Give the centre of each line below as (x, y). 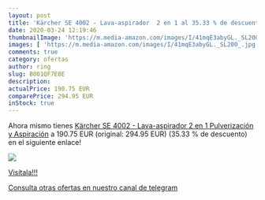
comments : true (33, 52)
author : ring (30, 67)
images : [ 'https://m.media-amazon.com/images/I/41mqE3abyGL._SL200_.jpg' (134, 45)
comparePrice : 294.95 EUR (50, 96)
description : (30, 81)
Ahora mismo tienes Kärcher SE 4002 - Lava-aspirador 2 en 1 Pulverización (131, 126)
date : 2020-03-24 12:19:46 (52, 30)
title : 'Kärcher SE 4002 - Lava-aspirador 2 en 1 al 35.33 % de (118, 23)
